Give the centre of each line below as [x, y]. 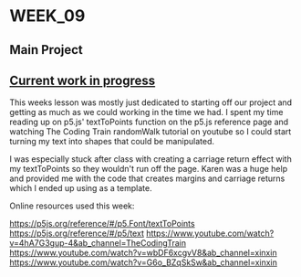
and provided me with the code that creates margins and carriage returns [147, 178]
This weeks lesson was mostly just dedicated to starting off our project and [151, 102]
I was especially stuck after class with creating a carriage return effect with [150, 159]
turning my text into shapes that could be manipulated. [112, 142]
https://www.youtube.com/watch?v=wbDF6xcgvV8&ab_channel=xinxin [143, 253]
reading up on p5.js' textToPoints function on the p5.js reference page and [149, 122]
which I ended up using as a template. [81, 188]
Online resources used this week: [72, 206]
